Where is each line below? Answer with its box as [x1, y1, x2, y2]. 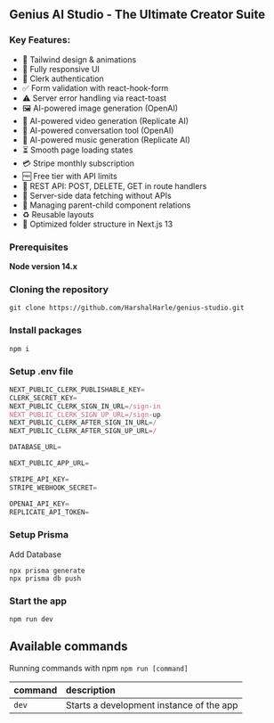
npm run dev [9, 614, 53, 623]
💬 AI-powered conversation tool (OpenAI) [21, 125, 174, 136]
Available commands [9, 639, 128, 654]
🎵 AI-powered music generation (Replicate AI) [21, 134, 191, 145]
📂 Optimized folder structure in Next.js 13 [21, 218, 173, 229]
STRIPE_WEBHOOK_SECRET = [9, 483, 98, 492]
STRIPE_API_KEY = [9, 474, 69, 484]
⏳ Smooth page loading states [21, 144, 133, 155]
